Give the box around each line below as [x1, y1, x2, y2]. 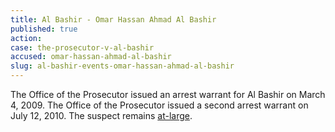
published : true [10, 24, 78, 34]
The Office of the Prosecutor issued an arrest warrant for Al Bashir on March [10, 89, 326, 100]
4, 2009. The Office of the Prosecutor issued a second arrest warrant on [10, 99, 309, 111]
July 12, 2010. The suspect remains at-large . [10, 110, 193, 121]
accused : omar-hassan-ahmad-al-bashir [10, 52, 172, 62]
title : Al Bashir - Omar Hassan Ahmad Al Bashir [10, 14, 217, 25]
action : [10, 33, 43, 43]
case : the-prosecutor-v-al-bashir [10, 42, 155, 53]
